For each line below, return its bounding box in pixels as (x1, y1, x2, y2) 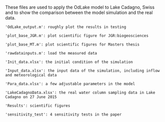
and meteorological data (5, 72, 57, 77)
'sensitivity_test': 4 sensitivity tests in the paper (5, 112, 122, 117)
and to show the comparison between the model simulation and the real (5, 9, 153, 15)
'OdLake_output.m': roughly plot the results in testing (5, 24, 126, 29)
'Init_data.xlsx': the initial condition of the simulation (5, 59, 133, 64)
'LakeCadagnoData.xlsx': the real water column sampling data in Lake (5, 90, 155, 95)
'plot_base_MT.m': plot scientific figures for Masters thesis (5, 42, 140, 47)
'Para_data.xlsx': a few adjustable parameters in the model (5, 81, 135, 86)
